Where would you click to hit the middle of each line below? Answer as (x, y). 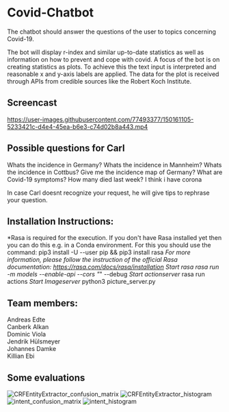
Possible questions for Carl (66, 148)
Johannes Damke (32, 349)
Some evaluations (46, 377)
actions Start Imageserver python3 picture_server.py (81, 282)
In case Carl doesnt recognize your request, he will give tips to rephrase (108, 193)
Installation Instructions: (60, 221)
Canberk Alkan (28, 327)
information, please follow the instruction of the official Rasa (92, 260)
